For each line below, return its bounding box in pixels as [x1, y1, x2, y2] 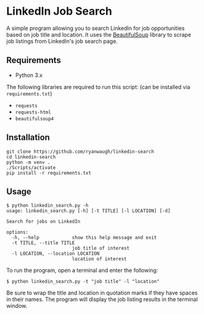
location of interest [71, 256, 127, 262]
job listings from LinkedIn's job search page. [6, 37, 118, 45]
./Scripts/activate [6, 164, 56, 170]
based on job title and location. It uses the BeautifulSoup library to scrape [6, 31, 191, 38]
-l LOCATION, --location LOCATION [12, 250, 100, 257]
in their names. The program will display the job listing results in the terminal [6, 296, 199, 303]
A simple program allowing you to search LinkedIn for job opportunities [6, 24, 185, 32]
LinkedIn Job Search [6, 4, 112, 18]
